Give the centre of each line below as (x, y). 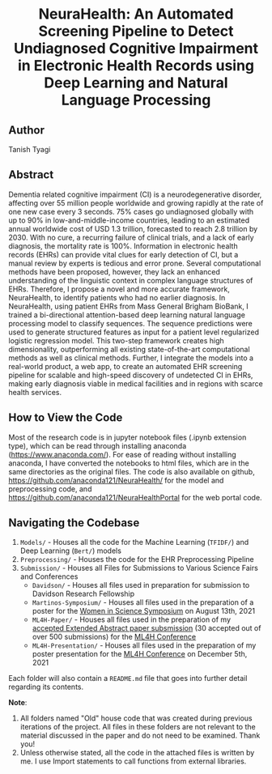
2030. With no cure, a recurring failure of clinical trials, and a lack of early (131, 237)
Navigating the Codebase (74, 523)
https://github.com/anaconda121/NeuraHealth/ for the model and (116, 480)
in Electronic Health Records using (136, 66)
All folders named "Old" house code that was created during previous (136, 718)
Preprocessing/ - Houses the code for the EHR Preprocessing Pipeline (137, 559)
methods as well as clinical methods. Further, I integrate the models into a (131, 358)
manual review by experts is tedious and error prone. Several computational (135, 263)
